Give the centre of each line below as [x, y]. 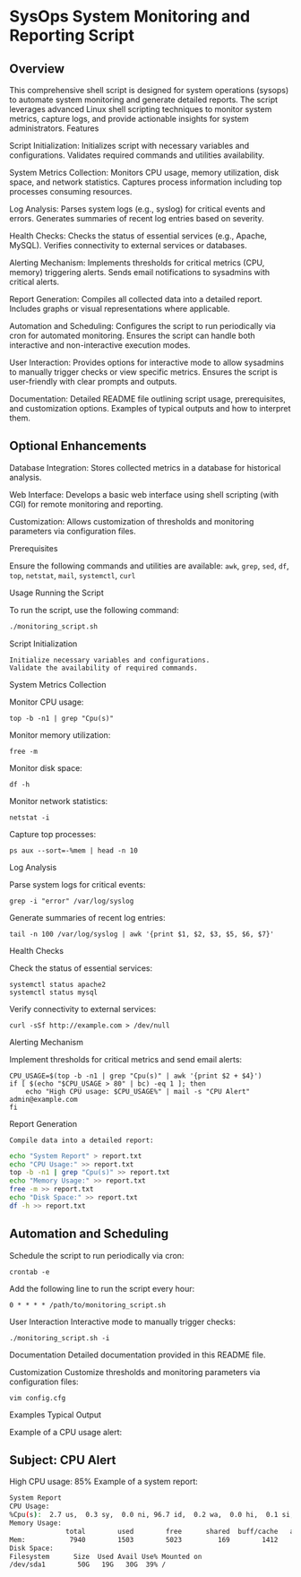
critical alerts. [34, 282]
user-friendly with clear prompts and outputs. [93, 381]
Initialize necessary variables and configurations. [110, 660]
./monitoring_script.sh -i [60, 1338]
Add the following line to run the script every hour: [102, 1288]
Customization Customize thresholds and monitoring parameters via [135, 1372]
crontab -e [30, 1272]
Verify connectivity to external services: [83, 1009]
